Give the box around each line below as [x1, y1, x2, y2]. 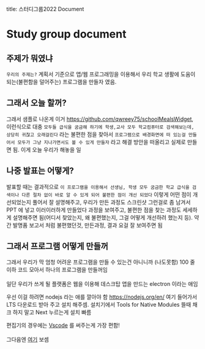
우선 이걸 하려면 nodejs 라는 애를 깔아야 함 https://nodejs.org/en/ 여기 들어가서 [6, 293, 198, 301]
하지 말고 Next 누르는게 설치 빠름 [12, 309, 92, 316]
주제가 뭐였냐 [6, 53, 53, 63]
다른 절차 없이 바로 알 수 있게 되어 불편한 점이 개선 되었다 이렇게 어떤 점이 [21, 191, 192, 198]
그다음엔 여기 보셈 [6, 336, 49, 343]
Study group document [6, 27, 127, 41]
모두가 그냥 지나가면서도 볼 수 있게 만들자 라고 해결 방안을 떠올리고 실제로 [17, 138, 186, 145]
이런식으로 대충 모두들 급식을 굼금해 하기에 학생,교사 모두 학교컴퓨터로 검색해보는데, [6, 123, 195, 130]
